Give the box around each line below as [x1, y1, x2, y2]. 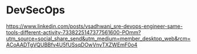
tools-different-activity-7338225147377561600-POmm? [6, 28, 141, 35]
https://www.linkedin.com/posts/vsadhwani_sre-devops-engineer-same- [6, 23, 183, 30]
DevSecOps [6, 3, 65, 17]
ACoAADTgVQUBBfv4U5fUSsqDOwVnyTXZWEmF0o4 [6, 41, 138, 48]
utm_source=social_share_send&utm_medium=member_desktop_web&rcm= [6, 35, 191, 42]
